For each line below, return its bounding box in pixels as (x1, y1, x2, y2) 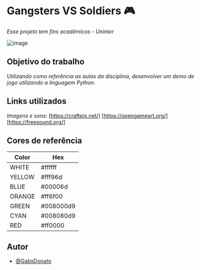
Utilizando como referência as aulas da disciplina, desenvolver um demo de (7, 72, 195, 80)
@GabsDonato (15, 257, 52, 265)
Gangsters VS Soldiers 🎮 (7, 4, 136, 18)
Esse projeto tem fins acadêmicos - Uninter (7, 27, 114, 35)
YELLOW (10, 173, 35, 181)
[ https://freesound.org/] (7, 118, 66, 125)
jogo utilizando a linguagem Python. (7, 79, 96, 86)
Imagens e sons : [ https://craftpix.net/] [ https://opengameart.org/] (7, 112, 168, 119)
